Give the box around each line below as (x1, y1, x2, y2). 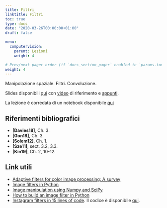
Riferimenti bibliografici (5, 114, 80, 122)
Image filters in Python (12, 181, 59, 187)
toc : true (5, 16, 26, 21)
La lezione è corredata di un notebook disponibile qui (5, 100, 114, 106)
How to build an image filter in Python (12, 192, 90, 198)
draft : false (5, 30, 32, 35)
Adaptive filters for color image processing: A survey (12, 176, 121, 182)
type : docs (5, 21, 28, 26)
